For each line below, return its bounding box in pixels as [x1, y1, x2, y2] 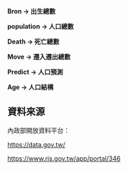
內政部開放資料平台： [7, 126, 70, 134]
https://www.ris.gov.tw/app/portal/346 [7, 154, 121, 163]
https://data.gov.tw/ [7, 140, 65, 149]
